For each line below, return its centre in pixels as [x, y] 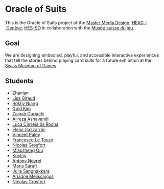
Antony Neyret [27, 161]
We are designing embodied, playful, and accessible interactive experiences [82, 55]
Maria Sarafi [24, 166]
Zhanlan [20, 93]
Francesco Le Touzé [33, 140]
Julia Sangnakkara [31, 171]
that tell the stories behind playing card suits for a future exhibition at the [78, 60]
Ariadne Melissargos [33, 176]
